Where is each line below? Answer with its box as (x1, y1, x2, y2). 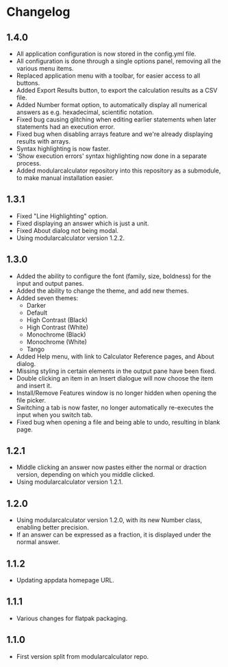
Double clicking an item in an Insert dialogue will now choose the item (16, 374, 214, 382)
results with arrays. (16, 137, 71, 145)
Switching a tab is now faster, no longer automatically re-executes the (16, 403, 214, 411)
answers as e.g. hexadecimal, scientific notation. (16, 108, 154, 116)
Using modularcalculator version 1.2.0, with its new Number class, (16, 516, 203, 524)
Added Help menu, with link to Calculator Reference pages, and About (16, 352, 215, 361)
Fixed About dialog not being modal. (16, 226, 119, 234)
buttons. (16, 79, 40, 87)
